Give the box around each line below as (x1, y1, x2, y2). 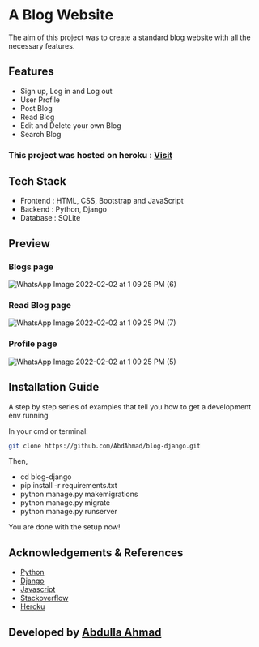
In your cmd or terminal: (8, 426, 89, 435)
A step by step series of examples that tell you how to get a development (8, 401, 252, 411)
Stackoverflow (19, 593, 69, 603)
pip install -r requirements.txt (19, 481, 117, 491)
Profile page (8, 338, 58, 349)
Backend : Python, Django (19, 204, 108, 214)
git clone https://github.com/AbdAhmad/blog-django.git (8, 442, 201, 450)
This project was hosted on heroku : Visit (8, 149, 172, 161)
